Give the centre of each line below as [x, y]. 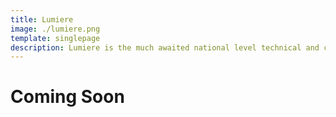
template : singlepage [55, 38]
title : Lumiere [42, 19]
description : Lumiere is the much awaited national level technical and [165, 47]
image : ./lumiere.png [55, 29]
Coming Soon [67, 97]
